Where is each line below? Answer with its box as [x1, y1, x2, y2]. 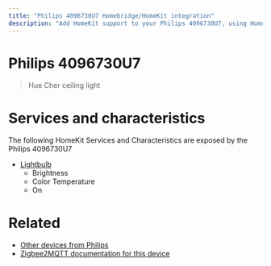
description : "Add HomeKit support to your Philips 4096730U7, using [8, 19, 248, 27]
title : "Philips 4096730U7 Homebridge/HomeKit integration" [8, 11, 215, 20]
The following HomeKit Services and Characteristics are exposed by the [8, 135, 248, 145]
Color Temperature [31, 177, 95, 186]
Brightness [31, 168, 69, 178]
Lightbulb [19, 160, 52, 169]
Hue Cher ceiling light [27, 81, 101, 90]
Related [8, 214, 60, 232]
